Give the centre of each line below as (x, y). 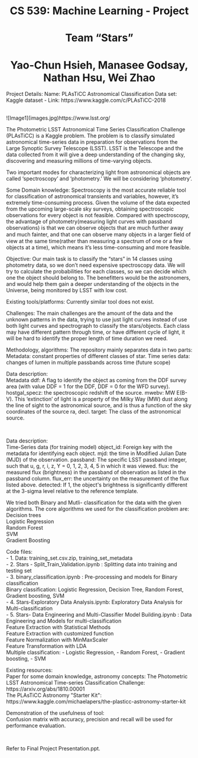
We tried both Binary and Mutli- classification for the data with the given (94, 503)
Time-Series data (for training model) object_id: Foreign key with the (89, 447)
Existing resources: (30, 670)
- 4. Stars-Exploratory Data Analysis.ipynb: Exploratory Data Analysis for (95, 602)
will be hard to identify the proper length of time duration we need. (87, 338)
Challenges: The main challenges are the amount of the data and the (90, 313)
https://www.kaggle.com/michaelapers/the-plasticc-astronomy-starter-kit (96, 702)
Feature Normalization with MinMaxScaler (57, 640)
